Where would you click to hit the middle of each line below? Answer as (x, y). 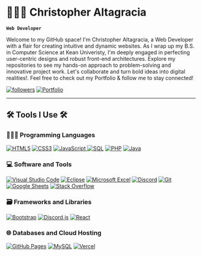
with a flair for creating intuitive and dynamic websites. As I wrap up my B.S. (100, 46)
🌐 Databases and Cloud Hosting (54, 233)
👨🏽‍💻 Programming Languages (51, 135)
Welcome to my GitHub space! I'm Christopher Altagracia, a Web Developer (100, 39)
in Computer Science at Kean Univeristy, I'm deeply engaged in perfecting (98, 52)
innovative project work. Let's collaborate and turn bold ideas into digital (96, 71)
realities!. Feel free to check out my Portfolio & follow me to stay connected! (100, 78)
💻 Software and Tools (39, 164)
